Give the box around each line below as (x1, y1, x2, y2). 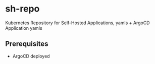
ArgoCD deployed (12, 53, 50, 59)
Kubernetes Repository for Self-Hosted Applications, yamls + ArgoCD (5, 20, 150, 26)
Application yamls (5, 25, 42, 31)
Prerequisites (5, 40, 48, 48)
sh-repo (5, 3, 40, 15)
